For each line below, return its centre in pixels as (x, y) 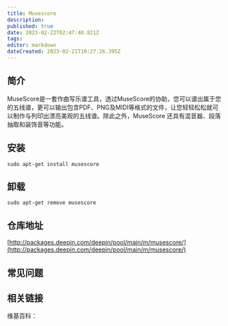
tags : (15, 39)
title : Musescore (32, 13)
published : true (30, 26)
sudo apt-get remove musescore (52, 203)
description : (26, 20)
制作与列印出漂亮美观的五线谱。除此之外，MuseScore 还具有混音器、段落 (117, 116)
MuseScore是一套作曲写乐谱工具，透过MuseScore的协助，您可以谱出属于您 (114, 98)
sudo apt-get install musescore (53, 164)
